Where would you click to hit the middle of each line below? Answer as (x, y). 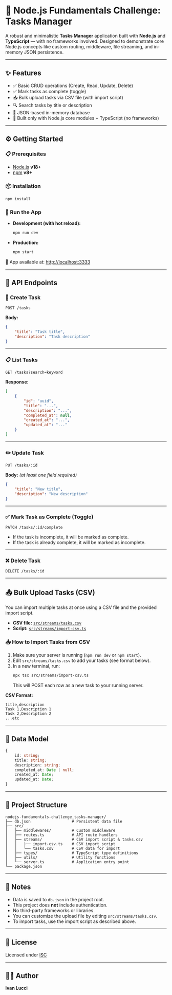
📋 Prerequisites (26, 154)
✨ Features (23, 73)
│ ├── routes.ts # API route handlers (61, 835)
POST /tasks (18, 308)
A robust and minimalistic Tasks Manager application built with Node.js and (85, 36)
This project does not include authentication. (60, 905)
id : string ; (27, 755)
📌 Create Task (23, 297)
